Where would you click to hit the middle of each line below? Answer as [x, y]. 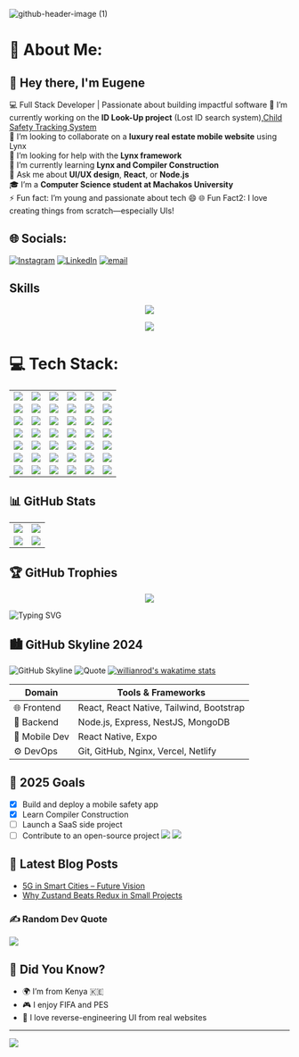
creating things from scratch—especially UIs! [92, 211]
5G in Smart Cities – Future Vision [83, 886]
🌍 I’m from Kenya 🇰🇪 [63, 991]
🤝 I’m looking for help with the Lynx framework [96, 155]
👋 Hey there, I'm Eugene [77, 83]
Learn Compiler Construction [75, 814]
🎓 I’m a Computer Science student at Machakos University [121, 184]
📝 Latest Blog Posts [64, 865]
